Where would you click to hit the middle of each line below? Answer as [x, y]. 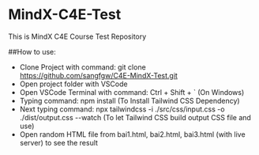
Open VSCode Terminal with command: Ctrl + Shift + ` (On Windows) [132, 92]
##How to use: [32, 51]
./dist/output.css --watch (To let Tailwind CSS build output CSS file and [135, 117]
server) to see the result [59, 142]
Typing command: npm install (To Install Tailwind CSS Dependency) [129, 100]
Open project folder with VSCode [73, 84]
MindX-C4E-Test [65, 15]
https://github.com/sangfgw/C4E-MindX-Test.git [98, 75]
